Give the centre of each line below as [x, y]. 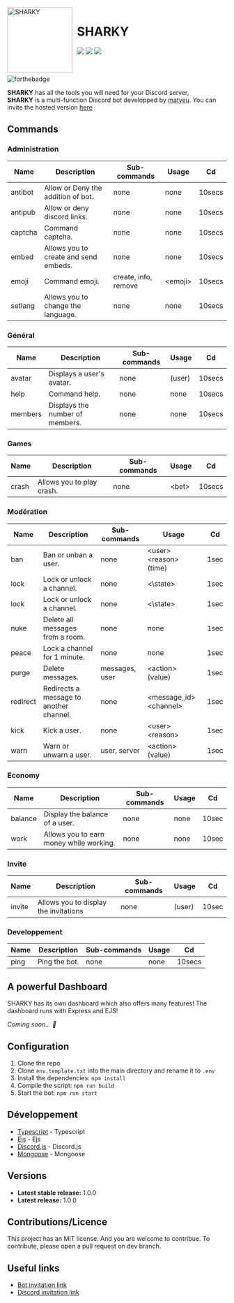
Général [21, 335]
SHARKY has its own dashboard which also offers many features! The [107, 1003]
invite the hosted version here [50, 107]
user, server [120, 750]
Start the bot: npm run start [57, 1093]
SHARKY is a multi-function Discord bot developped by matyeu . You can [112, 100]
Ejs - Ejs [29, 1139]
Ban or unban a [68, 554]
